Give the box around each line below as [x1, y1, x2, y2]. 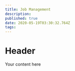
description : [5, 12, 31, 16]
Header [5, 46, 35, 57]
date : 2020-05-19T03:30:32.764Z [5, 20, 70, 25]
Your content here [5, 61, 41, 67]
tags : [5, 25, 16, 30]
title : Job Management [5, 7, 51, 12]
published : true [5, 16, 38, 21]
